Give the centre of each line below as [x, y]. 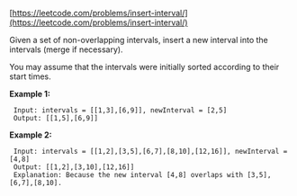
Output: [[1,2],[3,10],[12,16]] [74, 167]
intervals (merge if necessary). [66, 49]
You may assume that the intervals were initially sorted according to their [144, 67]
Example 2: [31, 135]
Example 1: [30, 94]
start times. [30, 76]
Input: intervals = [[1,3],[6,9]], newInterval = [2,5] [120, 111]
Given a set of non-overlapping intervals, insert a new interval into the [139, 40]
